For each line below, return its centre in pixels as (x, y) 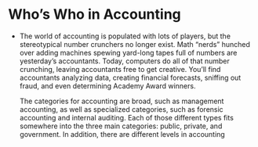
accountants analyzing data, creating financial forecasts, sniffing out (130, 77)
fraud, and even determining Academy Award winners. (107, 86)
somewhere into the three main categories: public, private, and (121, 126)
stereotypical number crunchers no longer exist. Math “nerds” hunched (135, 44)
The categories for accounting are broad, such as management (122, 101)
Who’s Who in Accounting (95, 14)
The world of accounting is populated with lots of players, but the (125, 36)
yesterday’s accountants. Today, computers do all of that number (124, 61)
